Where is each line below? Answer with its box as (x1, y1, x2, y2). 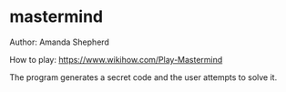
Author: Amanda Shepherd (9, 36, 109, 47)
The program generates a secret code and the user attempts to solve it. (9, 71, 278, 83)
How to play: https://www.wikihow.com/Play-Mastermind (9, 54, 223, 65)
